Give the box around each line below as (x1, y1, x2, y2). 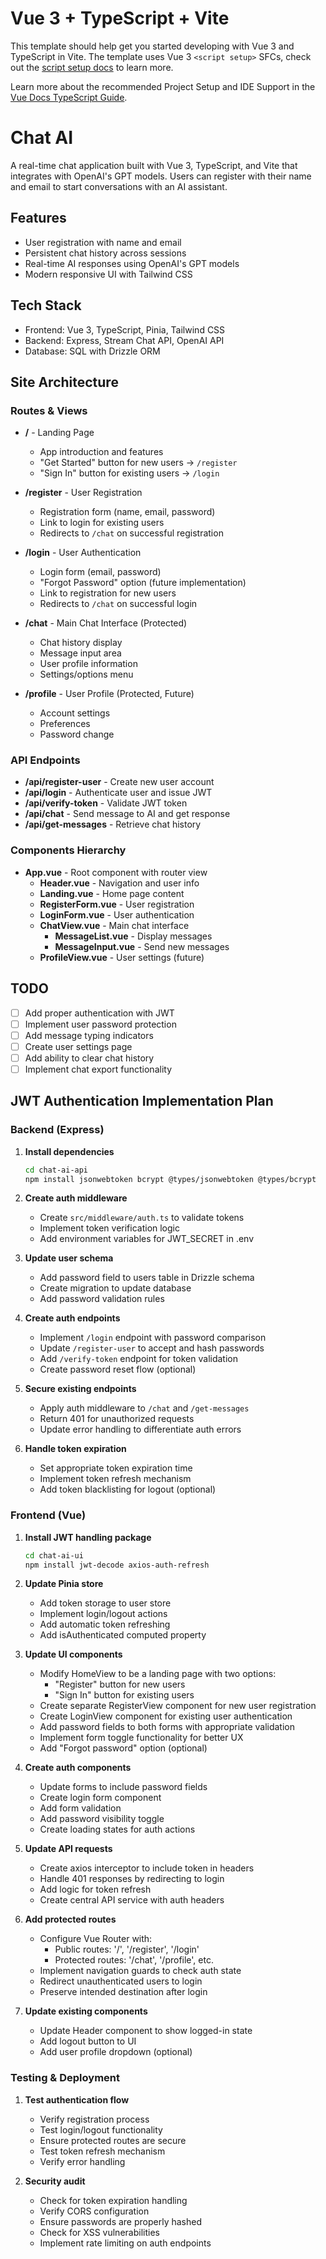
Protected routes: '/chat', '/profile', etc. (54, 1954, 214, 1966)
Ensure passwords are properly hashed (39, 2215, 203, 2227)
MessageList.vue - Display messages (54, 930, 213, 942)
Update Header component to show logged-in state (39, 2025, 253, 2037)
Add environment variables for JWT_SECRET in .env (39, 1233, 255, 1245)
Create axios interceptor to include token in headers (39, 1862, 255, 1874)
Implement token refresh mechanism (39, 1473, 192, 1485)
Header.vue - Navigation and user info (39, 877, 200, 889)
